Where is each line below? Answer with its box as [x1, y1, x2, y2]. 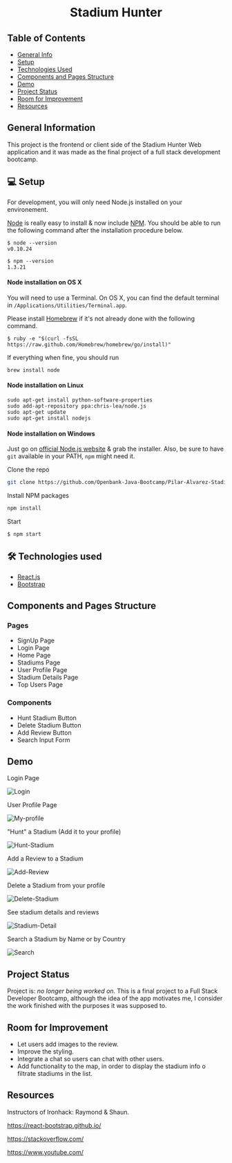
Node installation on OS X [7, 278, 82, 287]
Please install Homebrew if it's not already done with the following [7, 314, 195, 323]
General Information [7, 122, 96, 134]
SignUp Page [17, 636, 55, 644]
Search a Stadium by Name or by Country [7, 935, 126, 944]
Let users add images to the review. [17, 1040, 119, 1049]
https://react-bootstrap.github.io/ [7, 1121, 101, 1129]
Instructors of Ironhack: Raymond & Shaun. [7, 1108, 130, 1116]
